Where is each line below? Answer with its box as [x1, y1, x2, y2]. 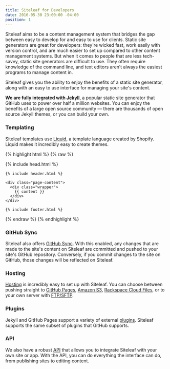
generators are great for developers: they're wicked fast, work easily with [5, 42, 160, 48]
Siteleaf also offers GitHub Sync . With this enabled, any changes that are [5, 240, 159, 247]
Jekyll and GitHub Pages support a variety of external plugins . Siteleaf [5, 317, 154, 323]
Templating [5, 124, 34, 131]
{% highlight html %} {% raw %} [5, 151, 74, 157]
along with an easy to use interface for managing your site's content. [5, 85, 151, 91]
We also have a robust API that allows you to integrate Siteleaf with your [5, 346, 157, 353]
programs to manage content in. [5, 69, 73, 76]
